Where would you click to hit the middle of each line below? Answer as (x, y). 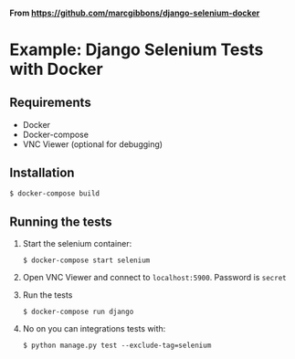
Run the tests (47, 295)
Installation (42, 172)
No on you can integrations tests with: (94, 329)
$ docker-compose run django (78, 312)
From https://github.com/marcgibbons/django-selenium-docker (135, 13)
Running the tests (61, 222)
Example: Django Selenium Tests (137, 49)
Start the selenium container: (77, 244)
